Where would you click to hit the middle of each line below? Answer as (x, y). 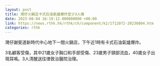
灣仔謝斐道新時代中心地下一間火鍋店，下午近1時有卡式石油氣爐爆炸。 (74, 43)
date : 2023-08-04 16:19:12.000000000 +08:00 (51, 19)
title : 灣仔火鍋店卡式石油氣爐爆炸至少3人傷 (45, 14)
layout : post (18, 10)
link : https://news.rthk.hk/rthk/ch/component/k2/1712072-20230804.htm (79, 23)
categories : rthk (23, 28)
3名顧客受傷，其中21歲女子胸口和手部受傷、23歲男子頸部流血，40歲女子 (78, 53)
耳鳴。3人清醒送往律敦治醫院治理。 (45, 59)
